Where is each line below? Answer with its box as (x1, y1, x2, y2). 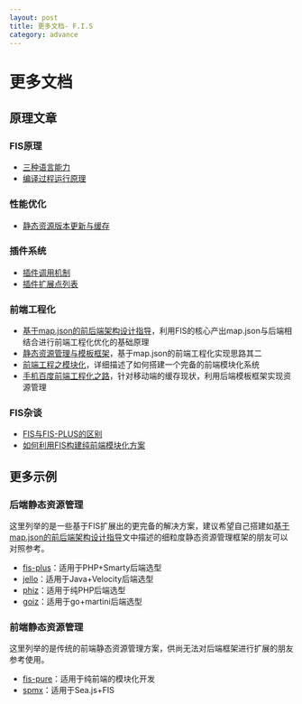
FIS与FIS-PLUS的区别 (22, 429, 103, 440)
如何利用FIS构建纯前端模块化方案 (22, 440, 146, 451)
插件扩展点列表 (22, 278, 78, 289)
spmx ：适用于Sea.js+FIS (22, 685, 114, 696)
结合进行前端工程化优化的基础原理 (22, 337, 150, 347)
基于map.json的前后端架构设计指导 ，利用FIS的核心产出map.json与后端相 (22, 326, 293, 337)
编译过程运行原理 (22, 173, 87, 184)
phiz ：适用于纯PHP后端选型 (22, 585, 126, 596)
